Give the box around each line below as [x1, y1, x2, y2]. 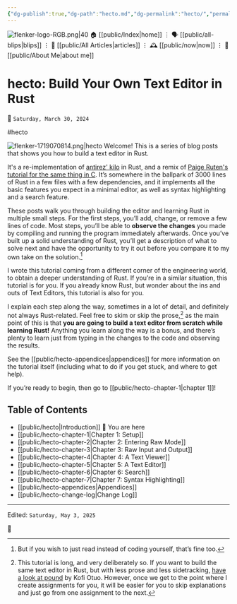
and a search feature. [7, 192, 70, 201]
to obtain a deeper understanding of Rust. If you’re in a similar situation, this [7, 273, 228, 283]
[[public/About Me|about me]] [7, 51, 95, 59]
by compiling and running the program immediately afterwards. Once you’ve [7, 229, 229, 237]
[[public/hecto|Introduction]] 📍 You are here [17, 422, 145, 431]
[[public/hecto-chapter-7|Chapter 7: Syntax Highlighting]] [17, 475, 186, 484]
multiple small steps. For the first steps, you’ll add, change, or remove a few [7, 213, 228, 223]
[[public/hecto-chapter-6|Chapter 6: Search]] [17, 468, 150, 476]
